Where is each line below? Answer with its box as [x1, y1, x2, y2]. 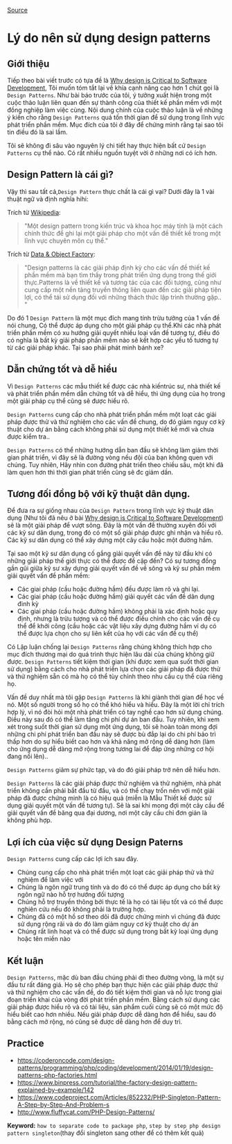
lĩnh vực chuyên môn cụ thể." [24, 236, 109, 245]
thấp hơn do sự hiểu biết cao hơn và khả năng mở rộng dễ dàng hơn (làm [7, 737, 215, 746]
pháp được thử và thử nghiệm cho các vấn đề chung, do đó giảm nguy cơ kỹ [7, 417, 225, 426]
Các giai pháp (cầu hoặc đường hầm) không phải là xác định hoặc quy [17, 607, 218, 616]
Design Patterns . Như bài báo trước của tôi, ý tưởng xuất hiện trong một [7, 91, 213, 99]
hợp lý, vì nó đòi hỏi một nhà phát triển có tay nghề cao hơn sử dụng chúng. [7, 708, 224, 717]
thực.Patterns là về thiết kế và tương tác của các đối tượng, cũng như [24, 278, 222, 286]
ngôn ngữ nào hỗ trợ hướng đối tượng [17, 890, 125, 899]
